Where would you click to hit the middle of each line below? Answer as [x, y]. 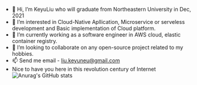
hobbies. [23, 54]
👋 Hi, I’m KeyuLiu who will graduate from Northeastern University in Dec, [101, 9]
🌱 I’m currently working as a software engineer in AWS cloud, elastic [96, 35]
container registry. [34, 41]
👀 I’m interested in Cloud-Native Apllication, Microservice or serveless [98, 22]
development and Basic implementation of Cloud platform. [84, 28]
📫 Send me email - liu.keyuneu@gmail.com [66, 60]
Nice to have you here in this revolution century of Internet [84, 69]
